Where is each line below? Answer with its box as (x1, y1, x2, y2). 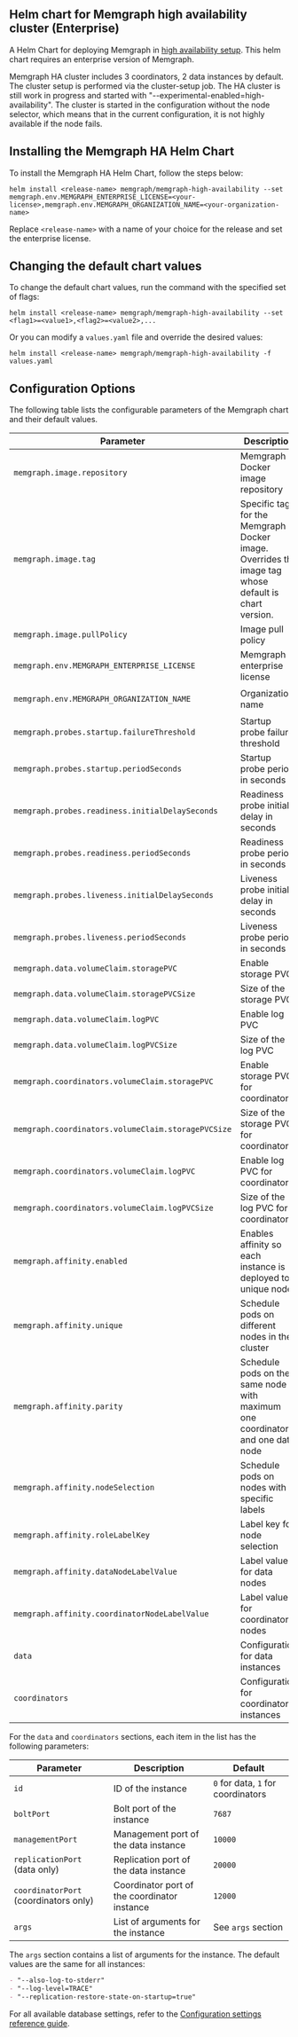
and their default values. (9, 414, 98, 425)
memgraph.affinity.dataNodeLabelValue (13, 1567, 177, 1577)
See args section (213, 1921, 284, 1933)
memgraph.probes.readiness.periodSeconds (13, 848, 192, 859)
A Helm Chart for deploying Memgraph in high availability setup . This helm (9, 44, 281, 55)
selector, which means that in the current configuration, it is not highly (9, 108, 265, 119)
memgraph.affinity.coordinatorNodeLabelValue (13, 1609, 209, 1619)
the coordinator (114, 1890, 178, 1902)
